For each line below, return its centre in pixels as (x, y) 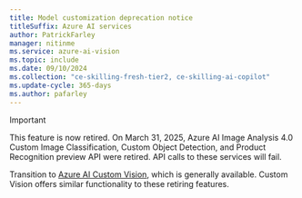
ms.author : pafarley (49, 94)
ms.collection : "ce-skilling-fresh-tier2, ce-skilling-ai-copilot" (140, 77)
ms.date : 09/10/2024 (49, 69)
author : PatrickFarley (52, 35)
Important (28, 120)
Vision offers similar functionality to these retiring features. (120, 183)
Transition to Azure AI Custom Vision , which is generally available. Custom (149, 174)
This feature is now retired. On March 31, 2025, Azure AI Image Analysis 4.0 (151, 137)
